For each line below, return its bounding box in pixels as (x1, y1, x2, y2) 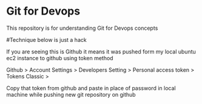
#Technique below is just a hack (6, 36, 87, 43)
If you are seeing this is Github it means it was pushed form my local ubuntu (6, 47, 196, 55)
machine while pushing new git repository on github (6, 91, 136, 98)
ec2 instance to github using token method (6, 54, 113, 61)
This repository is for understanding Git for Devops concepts (6, 24, 158, 32)
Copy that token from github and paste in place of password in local (6, 84, 176, 92)
